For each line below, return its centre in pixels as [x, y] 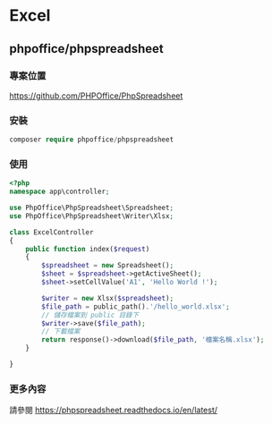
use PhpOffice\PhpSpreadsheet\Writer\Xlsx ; [92, 216]
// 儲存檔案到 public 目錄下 [90, 315]
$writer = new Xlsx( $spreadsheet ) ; [108, 298]
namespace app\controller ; [59, 192]
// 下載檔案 [61, 332]
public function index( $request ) [88, 249]
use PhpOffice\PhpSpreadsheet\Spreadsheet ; [92, 208]
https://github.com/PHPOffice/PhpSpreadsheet [96, 96]
